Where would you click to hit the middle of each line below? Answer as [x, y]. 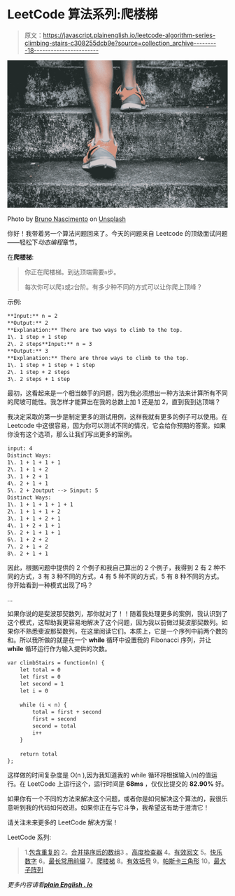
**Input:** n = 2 [33, 316]
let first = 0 [40, 677]
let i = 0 [34, 691]
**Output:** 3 [28, 351]
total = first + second [67, 712]
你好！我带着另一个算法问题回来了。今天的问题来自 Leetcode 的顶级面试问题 [117, 233]
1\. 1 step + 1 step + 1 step [51, 365]
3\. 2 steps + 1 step [39, 379]
